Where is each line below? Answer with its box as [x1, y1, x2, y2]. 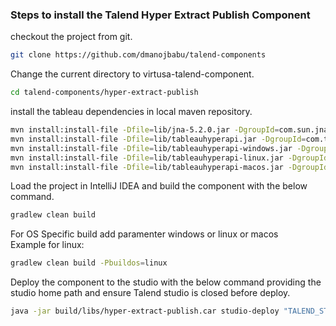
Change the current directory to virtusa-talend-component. [10, 68, 255, 80]
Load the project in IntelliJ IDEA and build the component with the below [10, 180, 308, 192]
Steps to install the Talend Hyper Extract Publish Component [10, 8, 311, 22]
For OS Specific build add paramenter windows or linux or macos [10, 228, 279, 240]
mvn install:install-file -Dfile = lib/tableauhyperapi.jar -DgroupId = [10, 134, 307, 144]
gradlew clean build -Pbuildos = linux [10, 258, 168, 268]
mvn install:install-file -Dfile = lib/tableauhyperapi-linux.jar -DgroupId [10, 153, 329, 163]
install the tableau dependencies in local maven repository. [10, 106, 253, 118]
